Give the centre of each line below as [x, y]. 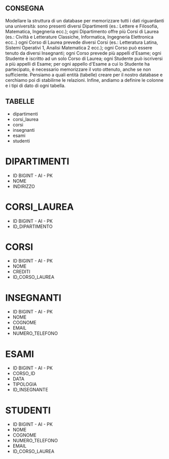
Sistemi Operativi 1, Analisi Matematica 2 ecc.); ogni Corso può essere [79, 47]
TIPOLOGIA [25, 384]
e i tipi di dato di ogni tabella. [35, 85]
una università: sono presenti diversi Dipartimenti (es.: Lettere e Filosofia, [82, 26]
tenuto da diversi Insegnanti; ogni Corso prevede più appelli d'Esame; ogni [83, 53]
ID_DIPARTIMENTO [33, 226]
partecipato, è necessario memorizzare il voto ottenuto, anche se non [78, 69]
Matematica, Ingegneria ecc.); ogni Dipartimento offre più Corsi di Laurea [82, 31]
